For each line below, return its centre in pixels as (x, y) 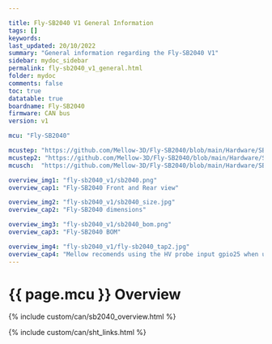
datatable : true (36, 98)
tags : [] (23, 30)
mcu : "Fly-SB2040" (39, 136)
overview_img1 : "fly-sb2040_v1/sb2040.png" (83, 180)
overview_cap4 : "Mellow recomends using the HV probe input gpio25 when (134, 254)
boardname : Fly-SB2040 (47, 106)
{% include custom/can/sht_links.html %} (78, 333)
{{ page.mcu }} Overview (95, 294)
